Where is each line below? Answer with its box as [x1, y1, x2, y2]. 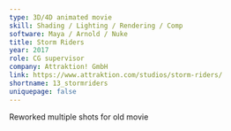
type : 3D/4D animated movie [9, 12, 113, 22]
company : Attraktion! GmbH [9, 63, 108, 72]
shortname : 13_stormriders [9, 79, 108, 88]
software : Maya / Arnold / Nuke [9, 29, 128, 38]
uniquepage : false [9, 87, 77, 96]
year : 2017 [9, 46, 49, 55]
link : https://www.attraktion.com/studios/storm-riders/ [9, 71, 223, 80]
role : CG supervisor [9, 54, 86, 63]
